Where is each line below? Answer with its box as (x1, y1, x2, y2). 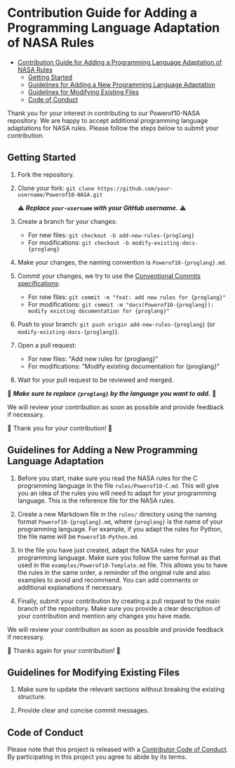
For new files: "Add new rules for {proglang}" (27, 355, 159, 363)
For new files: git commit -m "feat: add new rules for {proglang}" (27, 293, 226, 301)
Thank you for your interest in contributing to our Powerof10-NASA (7, 109, 201, 117)
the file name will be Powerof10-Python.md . (17, 532, 139, 541)
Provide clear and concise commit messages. (17, 706, 149, 715)
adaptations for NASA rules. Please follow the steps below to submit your (7, 124, 219, 132)
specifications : (17, 279, 60, 287)
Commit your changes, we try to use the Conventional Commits (17, 272, 201, 280)
